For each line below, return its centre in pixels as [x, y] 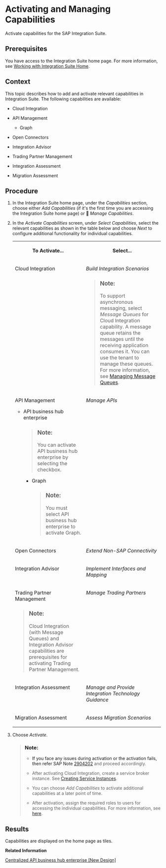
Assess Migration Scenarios [119, 718]
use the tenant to [119, 358]
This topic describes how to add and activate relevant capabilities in [74, 94]
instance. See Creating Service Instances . [75, 778]
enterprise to [61, 527]
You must [57, 508]
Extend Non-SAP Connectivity [121, 551]
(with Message [46, 632]
